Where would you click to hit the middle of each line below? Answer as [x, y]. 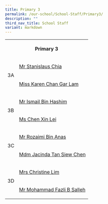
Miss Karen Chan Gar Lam [49, 84]
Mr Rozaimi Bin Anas [43, 137]
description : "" [21, 18]
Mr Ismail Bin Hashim [43, 102]
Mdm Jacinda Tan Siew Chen [53, 154]
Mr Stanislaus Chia [41, 67]
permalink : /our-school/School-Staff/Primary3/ [54, 14]
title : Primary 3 [23, 9]
